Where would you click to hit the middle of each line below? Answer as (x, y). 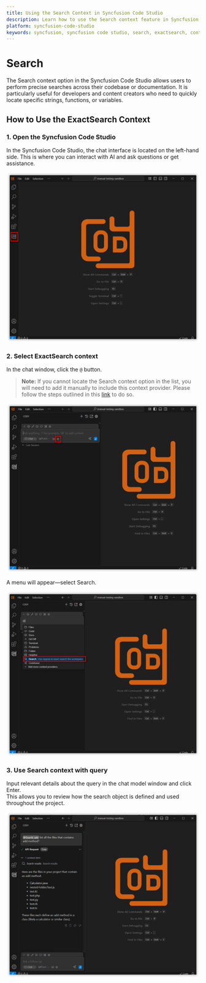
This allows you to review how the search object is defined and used (93, 797)
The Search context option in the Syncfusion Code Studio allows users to (99, 80)
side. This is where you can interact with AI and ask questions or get (93, 157)
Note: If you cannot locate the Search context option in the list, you (106, 381)
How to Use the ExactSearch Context (78, 119)
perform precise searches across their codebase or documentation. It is (97, 87)
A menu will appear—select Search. (51, 582)
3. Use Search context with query (57, 770)
